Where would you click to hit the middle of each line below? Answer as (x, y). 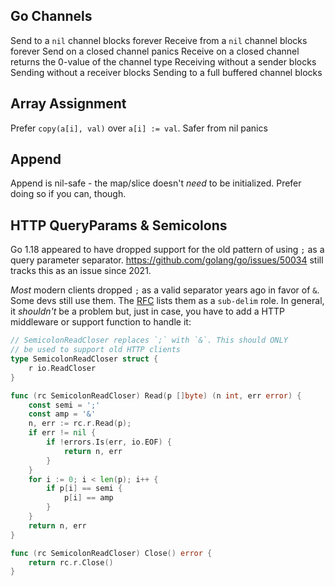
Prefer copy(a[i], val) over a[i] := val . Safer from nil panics (139, 128)
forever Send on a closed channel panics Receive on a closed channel (155, 51)
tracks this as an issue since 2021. (81, 271)
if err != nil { (62, 433)
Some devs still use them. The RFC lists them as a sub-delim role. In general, (167, 301)
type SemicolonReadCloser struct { (84, 359)
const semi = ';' (64, 405)
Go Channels (51, 16)
